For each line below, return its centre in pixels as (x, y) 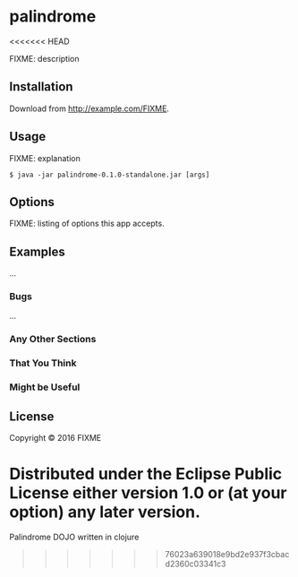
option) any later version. (105, 512)
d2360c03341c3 (196, 564)
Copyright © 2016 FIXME (55, 438)
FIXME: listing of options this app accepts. (87, 224)
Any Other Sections (53, 340)
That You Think (43, 363)
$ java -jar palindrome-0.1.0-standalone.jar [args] (110, 175)
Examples (37, 251)
